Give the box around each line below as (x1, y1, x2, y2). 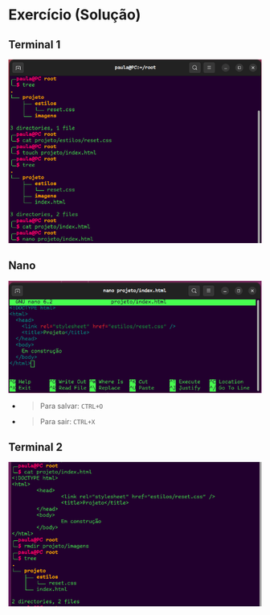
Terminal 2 (8, 440, 63, 454)
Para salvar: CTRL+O (39, 401, 104, 411)
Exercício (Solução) (8, 6, 141, 24)
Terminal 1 (8, 38, 61, 52)
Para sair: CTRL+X (39, 417, 96, 427)
